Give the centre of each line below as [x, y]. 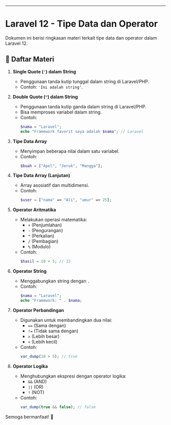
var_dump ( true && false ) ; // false [58, 407]
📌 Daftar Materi [30, 59]
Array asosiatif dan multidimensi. [55, 185]
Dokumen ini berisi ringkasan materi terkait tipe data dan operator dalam [81, 38]
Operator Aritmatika [34, 210]
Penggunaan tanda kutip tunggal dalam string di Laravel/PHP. [84, 81]
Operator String [30, 271]
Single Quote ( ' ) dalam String [44, 71]
